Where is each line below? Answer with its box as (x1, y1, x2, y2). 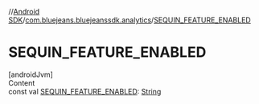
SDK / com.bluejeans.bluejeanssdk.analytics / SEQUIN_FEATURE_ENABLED (8, 15, 251, 25)
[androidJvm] (8, 70, 54, 79)
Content (8, 78, 35, 87)
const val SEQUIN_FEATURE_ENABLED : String (8, 86, 162, 96)
